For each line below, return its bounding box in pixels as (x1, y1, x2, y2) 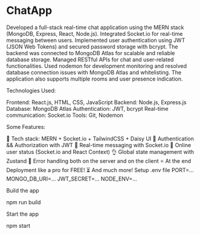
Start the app (6, 210, 39, 217)
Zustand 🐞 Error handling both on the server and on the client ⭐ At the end (6, 157, 192, 164)
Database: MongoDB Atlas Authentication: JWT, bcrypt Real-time (6, 105, 169, 112)
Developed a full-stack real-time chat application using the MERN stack (6, 24, 184, 31)
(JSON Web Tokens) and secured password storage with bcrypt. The (6, 43, 178, 50)
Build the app (6, 187, 39, 194)
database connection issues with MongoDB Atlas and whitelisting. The (6, 68, 182, 76)
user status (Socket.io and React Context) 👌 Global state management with (6, 148, 195, 155)
